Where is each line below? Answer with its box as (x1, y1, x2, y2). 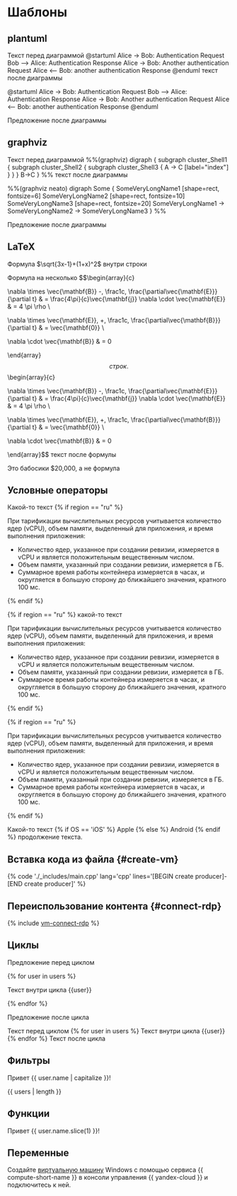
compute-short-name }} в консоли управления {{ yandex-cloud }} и (7, 1173, 209, 1182)
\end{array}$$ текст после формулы (7, 450, 117, 458)
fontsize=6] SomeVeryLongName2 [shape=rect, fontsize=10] (7, 192, 185, 200)
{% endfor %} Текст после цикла (7, 1034, 106, 1043)
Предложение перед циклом (7, 958, 95, 966)
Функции (7, 1108, 50, 1120)
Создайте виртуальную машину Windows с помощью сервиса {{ (7, 1166, 204, 1174)
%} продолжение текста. (7, 832, 83, 842)
